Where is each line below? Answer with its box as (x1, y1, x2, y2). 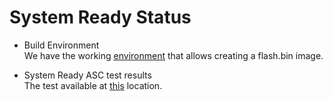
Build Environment (23, 39, 100, 51)
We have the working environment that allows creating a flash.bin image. (23, 49, 324, 61)
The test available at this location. (23, 79, 163, 91)
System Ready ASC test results (23, 69, 152, 81)
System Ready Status (9, 6, 192, 29)
